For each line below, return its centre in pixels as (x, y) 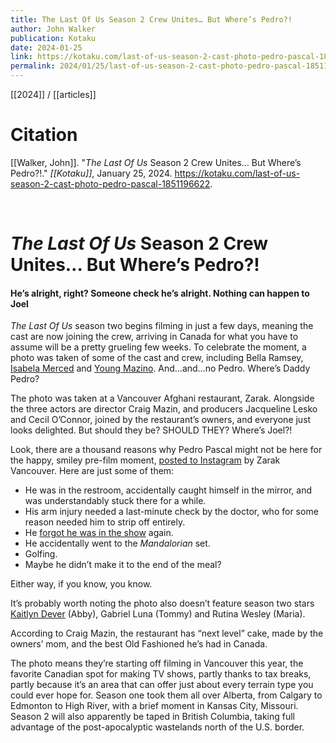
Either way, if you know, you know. (81, 584)
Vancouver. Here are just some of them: (92, 471)
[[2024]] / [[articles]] (53, 94)
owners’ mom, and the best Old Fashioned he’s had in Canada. (139, 644)
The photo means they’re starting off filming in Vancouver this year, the (157, 663)
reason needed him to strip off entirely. (105, 522)
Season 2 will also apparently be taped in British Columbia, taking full (152, 717)
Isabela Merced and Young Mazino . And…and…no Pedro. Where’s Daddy (160, 368)
